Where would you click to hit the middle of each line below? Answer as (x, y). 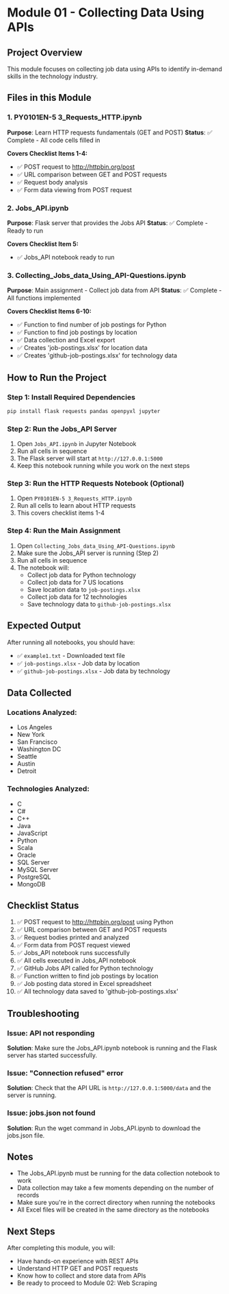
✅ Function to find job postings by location (77, 332)
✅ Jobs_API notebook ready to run (66, 257)
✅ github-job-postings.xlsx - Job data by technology (94, 671)
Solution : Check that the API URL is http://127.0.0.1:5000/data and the (109, 1088)
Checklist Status (43, 905)
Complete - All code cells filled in (54, 140)
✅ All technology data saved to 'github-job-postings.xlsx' (98, 991)
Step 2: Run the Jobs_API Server (62, 429)
